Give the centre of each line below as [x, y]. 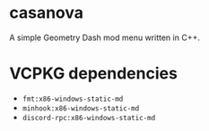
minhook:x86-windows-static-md [81, 108]
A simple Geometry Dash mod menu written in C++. [104, 37]
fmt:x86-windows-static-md [73, 99]
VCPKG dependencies [93, 74]
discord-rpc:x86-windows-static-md [89, 118]
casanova [46, 13]
